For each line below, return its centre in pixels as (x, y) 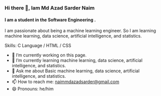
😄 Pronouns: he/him (32, 89)
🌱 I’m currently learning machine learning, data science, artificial (77, 60)
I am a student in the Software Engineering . (50, 20)
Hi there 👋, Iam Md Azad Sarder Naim (49, 8)
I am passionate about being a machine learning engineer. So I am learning (80, 31)
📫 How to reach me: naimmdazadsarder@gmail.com (65, 82)
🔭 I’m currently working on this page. (49, 55)
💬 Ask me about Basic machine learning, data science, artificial (76, 71)
